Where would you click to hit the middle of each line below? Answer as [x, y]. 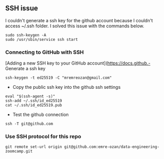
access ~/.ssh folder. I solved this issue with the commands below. [75, 26]
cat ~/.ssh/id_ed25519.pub [34, 105]
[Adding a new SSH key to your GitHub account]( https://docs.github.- [78, 63]
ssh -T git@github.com [29, 124]
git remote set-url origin [34, 147]
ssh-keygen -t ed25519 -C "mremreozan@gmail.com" [59, 78]
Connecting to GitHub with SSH [45, 52]
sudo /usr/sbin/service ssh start [42, 39]
